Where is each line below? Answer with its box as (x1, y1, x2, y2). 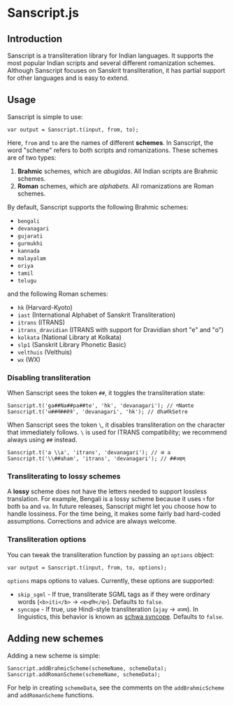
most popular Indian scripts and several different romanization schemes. (7, 59, 216, 67)
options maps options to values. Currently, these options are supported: (7, 576, 214, 584)
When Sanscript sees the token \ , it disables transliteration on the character (7, 420, 226, 429)
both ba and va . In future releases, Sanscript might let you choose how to (7, 502, 217, 511)
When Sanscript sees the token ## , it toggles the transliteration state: (7, 389, 205, 397)
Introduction (7, 33, 63, 45)
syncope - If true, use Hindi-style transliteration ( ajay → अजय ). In (17, 605, 199, 613)
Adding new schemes (7, 633, 103, 645)
